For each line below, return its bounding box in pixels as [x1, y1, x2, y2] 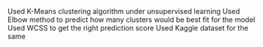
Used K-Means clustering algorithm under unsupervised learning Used [7, 7, 241, 16]
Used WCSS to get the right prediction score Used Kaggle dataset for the [7, 23, 249, 32]
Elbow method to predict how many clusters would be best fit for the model [7, 15, 256, 24]
